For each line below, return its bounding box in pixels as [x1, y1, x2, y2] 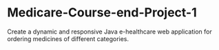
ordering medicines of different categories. [7, 34, 129, 42]
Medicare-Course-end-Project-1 [7, 5, 198, 21]
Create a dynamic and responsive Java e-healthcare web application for [7, 27, 212, 36]
